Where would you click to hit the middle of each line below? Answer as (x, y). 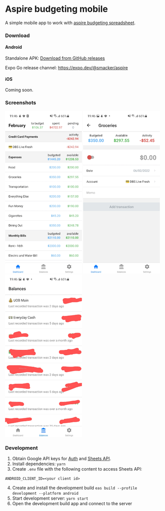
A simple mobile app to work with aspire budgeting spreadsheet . (70, 23)
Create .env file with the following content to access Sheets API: (77, 469)
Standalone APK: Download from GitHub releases (55, 58)
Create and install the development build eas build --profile (75, 488)
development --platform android (45, 494)
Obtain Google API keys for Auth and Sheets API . (62, 459)
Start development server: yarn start (50, 498)
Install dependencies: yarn (39, 464)
